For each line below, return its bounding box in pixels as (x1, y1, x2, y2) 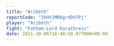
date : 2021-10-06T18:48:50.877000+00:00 (6, 31, 109, 37)
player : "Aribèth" (6, 20, 52, 26)
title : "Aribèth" (6, 8, 50, 15)
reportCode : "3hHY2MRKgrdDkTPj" (6, 14, 87, 20)
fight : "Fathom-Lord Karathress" (6, 25, 90, 32)
